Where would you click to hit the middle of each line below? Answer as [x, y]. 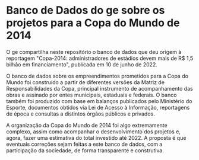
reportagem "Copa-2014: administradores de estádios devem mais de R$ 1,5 [100, 58]
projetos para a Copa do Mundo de [93, 23]
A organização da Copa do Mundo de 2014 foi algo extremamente [87, 125]
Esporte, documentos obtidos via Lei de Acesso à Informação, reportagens [98, 107]
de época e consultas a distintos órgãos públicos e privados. [81, 114]
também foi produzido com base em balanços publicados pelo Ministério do [99, 101]
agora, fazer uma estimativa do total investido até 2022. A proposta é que [96, 137]
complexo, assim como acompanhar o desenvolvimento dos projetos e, [94, 132]
